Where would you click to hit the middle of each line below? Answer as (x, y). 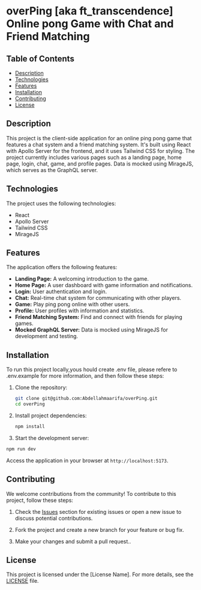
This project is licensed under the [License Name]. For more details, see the (100, 574)
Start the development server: (52, 438)
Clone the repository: (41, 387)
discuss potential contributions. (54, 518)
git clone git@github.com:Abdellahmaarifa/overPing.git (86, 399)
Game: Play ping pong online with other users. (72, 305)
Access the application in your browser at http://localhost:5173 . (87, 460)
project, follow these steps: (40, 500)
